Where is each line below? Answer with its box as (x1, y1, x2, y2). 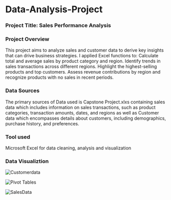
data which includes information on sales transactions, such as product (5, 104, 156, 110)
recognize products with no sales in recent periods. (5, 74, 114, 80)
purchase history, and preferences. (5, 120, 79, 126)
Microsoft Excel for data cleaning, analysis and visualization (5, 145, 132, 151)
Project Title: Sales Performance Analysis (5, 22, 112, 29)
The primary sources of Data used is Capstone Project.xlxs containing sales (5, 99, 165, 105)
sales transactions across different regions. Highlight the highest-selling (5, 63, 157, 70)
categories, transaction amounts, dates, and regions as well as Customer (5, 109, 159, 116)
